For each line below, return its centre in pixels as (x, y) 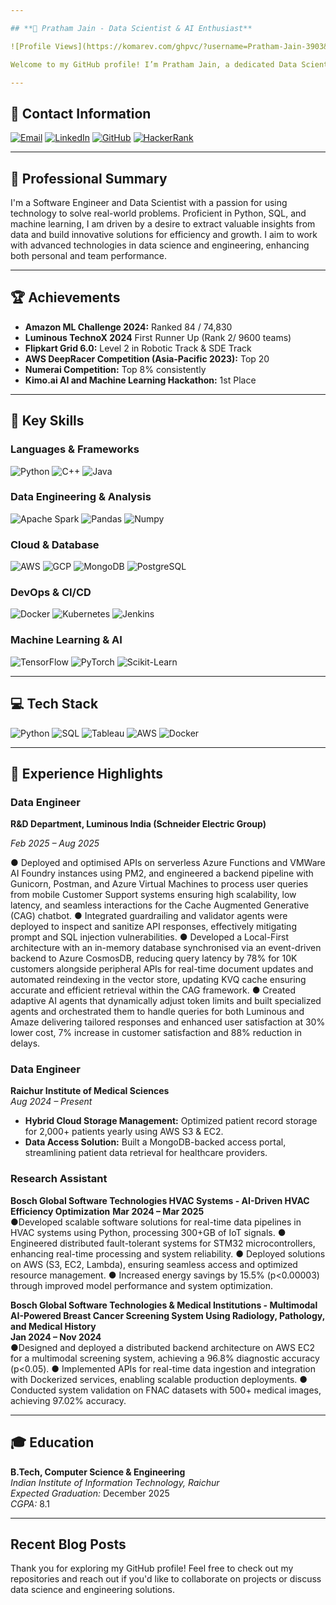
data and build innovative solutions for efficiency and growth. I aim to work (164, 234)
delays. (25, 1043)
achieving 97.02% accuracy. (68, 1400)
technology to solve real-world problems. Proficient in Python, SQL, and (158, 213)
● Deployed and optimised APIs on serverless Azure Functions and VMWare (168, 863)
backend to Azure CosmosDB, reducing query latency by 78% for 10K (154, 958)
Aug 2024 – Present (51, 1102)
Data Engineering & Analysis (81, 497)
